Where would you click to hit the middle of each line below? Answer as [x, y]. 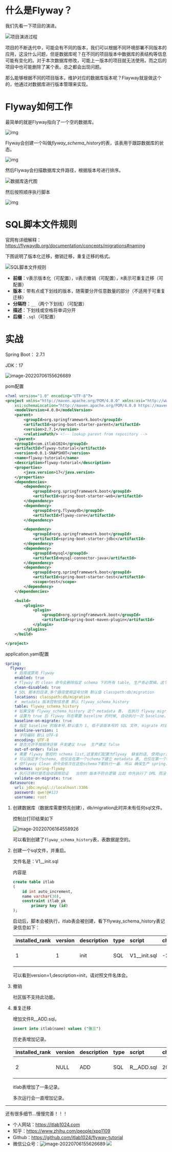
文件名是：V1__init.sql [36, 861]
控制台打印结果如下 [33, 818]
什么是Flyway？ [39, 11]
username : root [31, 797]
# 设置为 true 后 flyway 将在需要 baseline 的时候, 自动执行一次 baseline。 [91, 716]
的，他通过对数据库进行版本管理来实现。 [48, 84]
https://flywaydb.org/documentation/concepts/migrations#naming [75, 245]
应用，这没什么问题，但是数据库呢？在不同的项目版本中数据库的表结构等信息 [86, 54]
